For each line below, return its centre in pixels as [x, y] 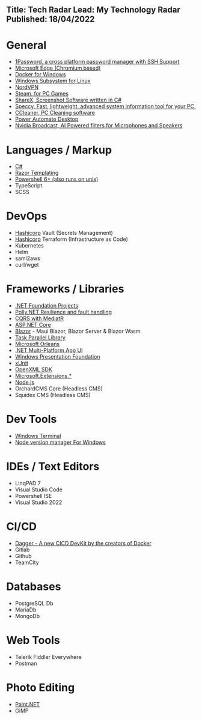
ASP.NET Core [33, 325]
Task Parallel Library [40, 338]
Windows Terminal [38, 436]
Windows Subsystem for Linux [53, 81]
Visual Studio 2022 [38, 502]
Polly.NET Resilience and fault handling [63, 312]
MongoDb [27, 616]
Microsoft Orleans [37, 344]
